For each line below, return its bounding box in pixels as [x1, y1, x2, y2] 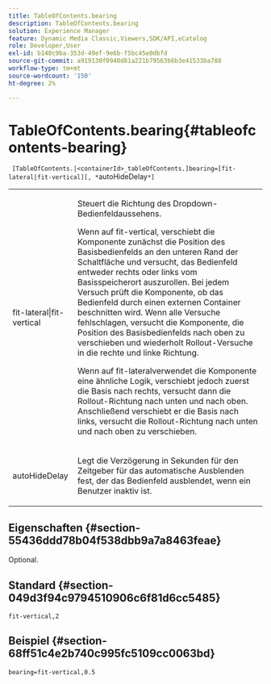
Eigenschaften [8, 521, 83, 535]
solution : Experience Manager [8, 27, 110, 35]
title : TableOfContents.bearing [8, 11, 117, 20]
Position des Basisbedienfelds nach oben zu [77, 327, 245, 339]
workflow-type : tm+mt [8, 65, 81, 73]
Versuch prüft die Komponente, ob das [77, 287, 224, 298]
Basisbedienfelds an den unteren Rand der [77, 247, 239, 258]
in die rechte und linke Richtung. [77, 348, 199, 359]
